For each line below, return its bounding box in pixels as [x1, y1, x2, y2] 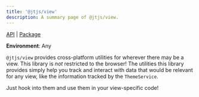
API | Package [6, 30, 41, 37]
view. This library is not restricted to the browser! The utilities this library [6, 60, 184, 67]
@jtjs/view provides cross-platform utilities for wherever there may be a [6, 54, 184, 61]
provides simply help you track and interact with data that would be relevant [6, 66, 193, 73]
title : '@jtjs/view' [6, 8, 58, 15]
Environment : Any [6, 42, 52, 49]
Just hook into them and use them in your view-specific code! [6, 84, 159, 91]
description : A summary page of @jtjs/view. [6, 14, 119, 20]
